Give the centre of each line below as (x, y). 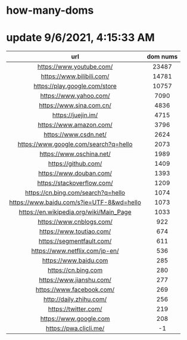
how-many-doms (50, 10)
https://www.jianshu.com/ (75, 280)
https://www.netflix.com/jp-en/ (75, 251)
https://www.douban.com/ (75, 174)
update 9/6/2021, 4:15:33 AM (80, 38)
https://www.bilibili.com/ (75, 76)
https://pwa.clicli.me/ (75, 329)
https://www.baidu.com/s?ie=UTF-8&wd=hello (75, 202)
